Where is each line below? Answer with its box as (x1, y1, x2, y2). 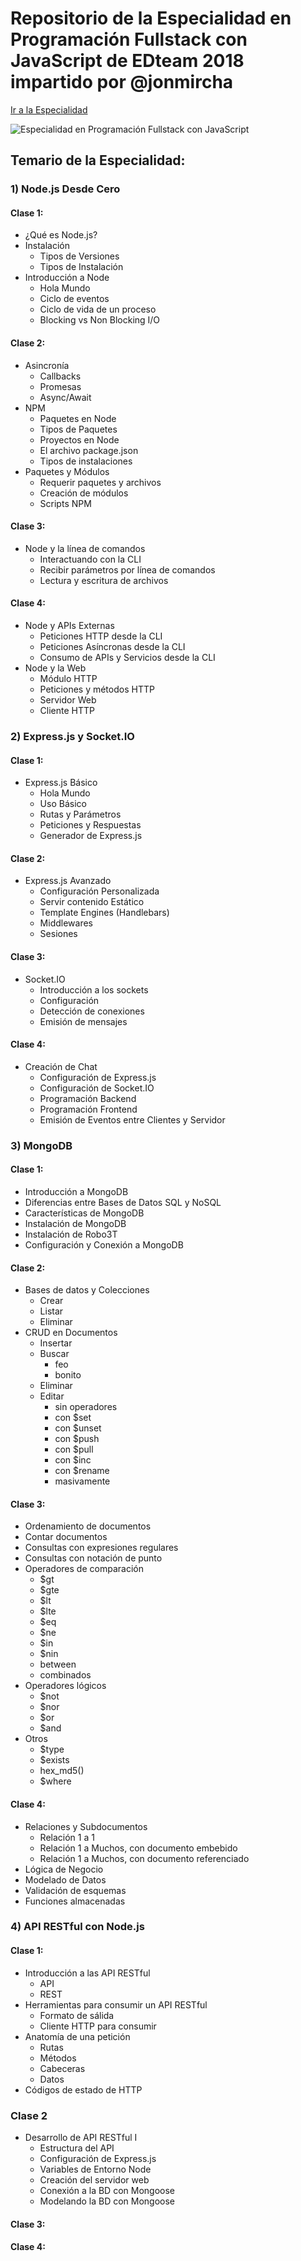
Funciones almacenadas (24, 1895, 126, 1907)
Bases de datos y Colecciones (24, 1284, 150, 1296)
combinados (39, 1669, 92, 1681)
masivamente (54, 1475, 111, 1487)
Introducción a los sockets (39, 983, 149, 996)
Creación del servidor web (39, 2173, 150, 2186)
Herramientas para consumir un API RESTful (24, 1998, 208, 2011)
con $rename (54, 1465, 110, 1477)
